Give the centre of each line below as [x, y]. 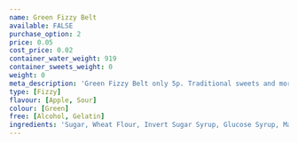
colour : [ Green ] [39, 108]
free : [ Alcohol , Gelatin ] [57, 116]
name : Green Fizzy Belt [53, 17]
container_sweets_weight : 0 [61, 68]
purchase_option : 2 [45, 34]
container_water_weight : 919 [63, 59]
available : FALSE [41, 26]
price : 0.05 [31, 42]
